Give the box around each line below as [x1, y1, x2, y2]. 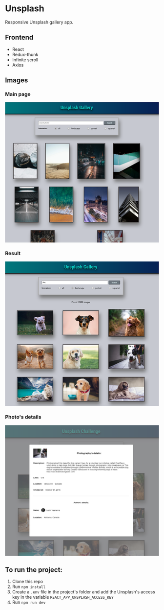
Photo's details [5, 414, 41, 421]
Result [5, 250, 21, 257]
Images [5, 76, 28, 85]
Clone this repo [12, 579, 43, 585]
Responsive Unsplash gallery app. [5, 19, 74, 25]
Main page [5, 91, 31, 98]
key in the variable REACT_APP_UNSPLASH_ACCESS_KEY [12, 594, 114, 600]
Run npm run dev [12, 599, 46, 605]
